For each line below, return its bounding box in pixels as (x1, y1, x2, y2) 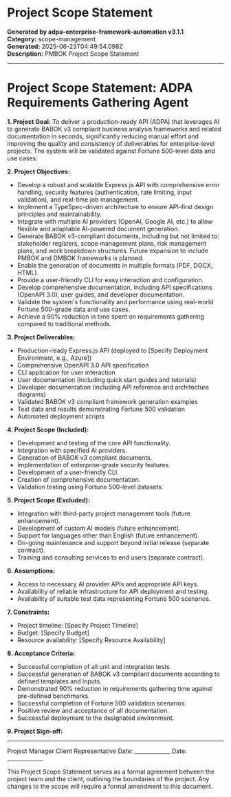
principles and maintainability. (16, 210, 102, 218)
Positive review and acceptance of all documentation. (16, 706, 170, 714)
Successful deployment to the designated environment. (16, 714, 175, 722)
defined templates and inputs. (16, 677, 102, 686)
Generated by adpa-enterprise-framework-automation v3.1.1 (7, 28, 184, 36)
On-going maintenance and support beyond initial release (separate (16, 538, 210, 546)
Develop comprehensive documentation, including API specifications (16, 283, 213, 291)
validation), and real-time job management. (16, 195, 140, 204)
